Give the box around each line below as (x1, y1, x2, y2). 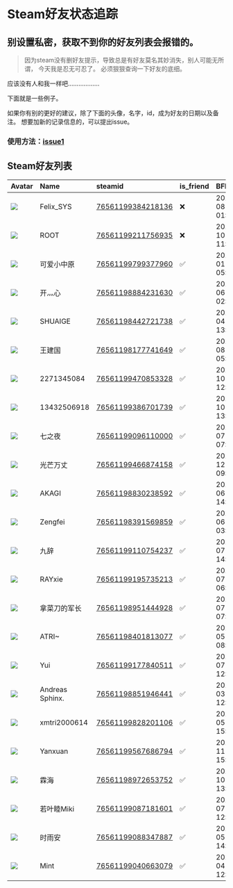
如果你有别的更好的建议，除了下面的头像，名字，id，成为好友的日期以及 (7, 109, 213, 117)
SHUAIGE (40, 316, 71, 326)
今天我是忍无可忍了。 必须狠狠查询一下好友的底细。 (37, 65, 186, 73)
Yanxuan (40, 746, 69, 756)
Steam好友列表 (7, 161, 73, 172)
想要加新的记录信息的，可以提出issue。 (20, 117, 134, 126)
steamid (96, 181, 124, 191)
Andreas (40, 684, 68, 694)
